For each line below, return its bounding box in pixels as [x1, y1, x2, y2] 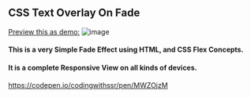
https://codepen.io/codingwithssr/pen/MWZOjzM [8, 80, 168, 89]
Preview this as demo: [8, 27, 81, 36]
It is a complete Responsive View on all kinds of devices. [8, 63, 197, 72]
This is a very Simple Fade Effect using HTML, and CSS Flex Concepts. [8, 45, 244, 54]
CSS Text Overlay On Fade [8, 6, 140, 20]
